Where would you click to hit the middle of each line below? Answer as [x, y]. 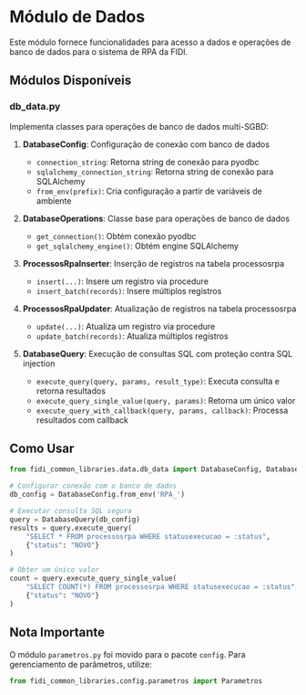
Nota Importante [57, 632]
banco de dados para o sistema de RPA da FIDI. [99, 51]
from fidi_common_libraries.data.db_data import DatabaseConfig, [136, 469]
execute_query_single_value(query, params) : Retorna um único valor [166, 400]
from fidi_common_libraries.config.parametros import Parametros [136, 681]
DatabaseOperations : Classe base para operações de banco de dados [156, 218]
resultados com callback [82, 420]
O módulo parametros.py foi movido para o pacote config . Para [127, 654]
